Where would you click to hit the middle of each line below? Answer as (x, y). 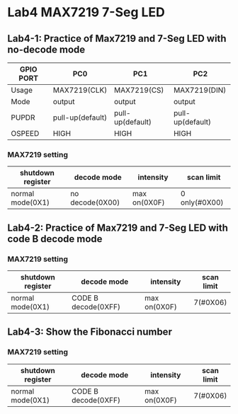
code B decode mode (55, 239)
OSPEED (25, 133)
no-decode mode (46, 49)
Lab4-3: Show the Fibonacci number (90, 332)
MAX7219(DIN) (200, 90)
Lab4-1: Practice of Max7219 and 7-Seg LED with (117, 39)
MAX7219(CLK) (80, 90)
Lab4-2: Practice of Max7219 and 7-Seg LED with (118, 228)
